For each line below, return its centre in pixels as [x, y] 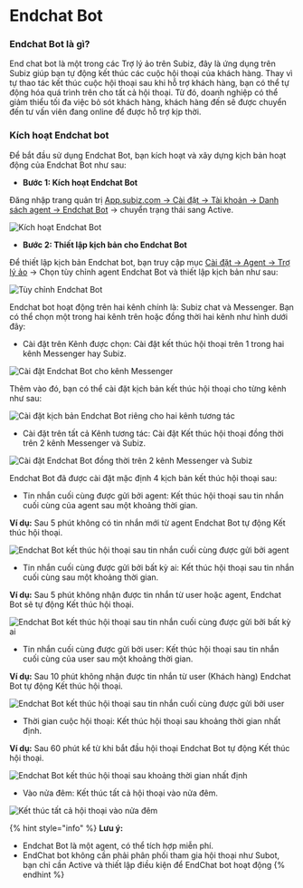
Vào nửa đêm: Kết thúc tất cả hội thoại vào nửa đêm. [120, 793]
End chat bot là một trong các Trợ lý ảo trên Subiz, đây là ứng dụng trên [142, 63]
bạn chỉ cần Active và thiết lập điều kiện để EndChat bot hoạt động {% [154, 864]
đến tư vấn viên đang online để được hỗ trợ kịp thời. [105, 112]
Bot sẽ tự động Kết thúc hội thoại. [71, 604]
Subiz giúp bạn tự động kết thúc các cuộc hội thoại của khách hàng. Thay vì [151, 73]
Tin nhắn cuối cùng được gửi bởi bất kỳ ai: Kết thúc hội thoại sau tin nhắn [158, 567]
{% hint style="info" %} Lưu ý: [66, 828]
